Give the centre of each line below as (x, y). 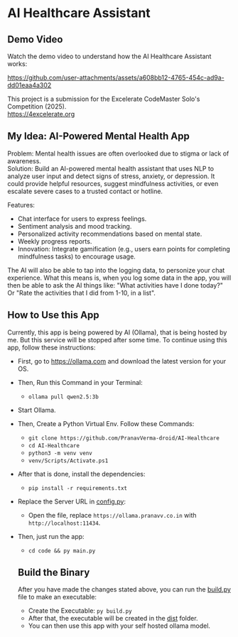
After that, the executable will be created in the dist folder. (113, 619)
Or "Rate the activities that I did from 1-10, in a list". (82, 293)
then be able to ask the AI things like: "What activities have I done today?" (115, 285)
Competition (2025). (37, 107)
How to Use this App (53, 315)
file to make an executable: (57, 597)
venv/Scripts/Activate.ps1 (68, 461)
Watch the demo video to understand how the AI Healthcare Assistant (109, 56)
